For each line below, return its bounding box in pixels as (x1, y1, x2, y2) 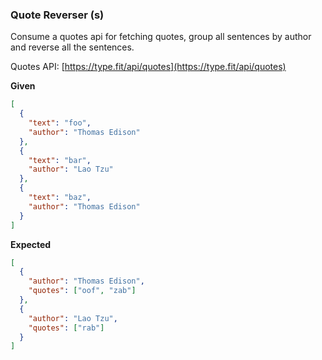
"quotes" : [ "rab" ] (28, 323, 105, 333)
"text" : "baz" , (28, 193, 92, 203)
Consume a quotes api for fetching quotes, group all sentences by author (10, 31, 312, 43)
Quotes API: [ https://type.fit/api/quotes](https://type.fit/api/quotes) (10, 61, 287, 73)
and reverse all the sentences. (10, 41, 135, 53)
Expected (10, 238, 52, 250)
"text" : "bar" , (28, 155, 92, 165)
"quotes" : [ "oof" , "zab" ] (28, 286, 137, 296)
